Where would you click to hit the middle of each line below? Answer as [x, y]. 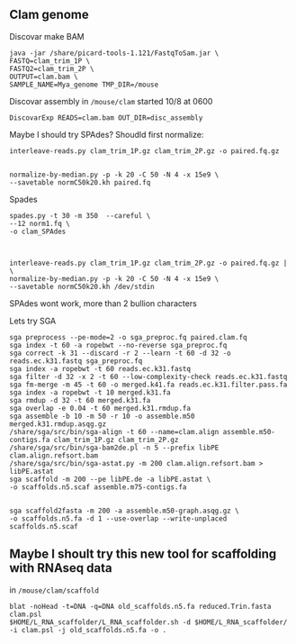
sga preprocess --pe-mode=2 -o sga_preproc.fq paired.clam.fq [128, 337]
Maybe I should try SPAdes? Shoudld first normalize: [107, 134]
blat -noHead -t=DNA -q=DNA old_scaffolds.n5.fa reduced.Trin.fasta [140, 606]
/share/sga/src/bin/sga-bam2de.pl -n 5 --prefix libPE [114, 448]
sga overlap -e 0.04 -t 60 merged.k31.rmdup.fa [100, 408]
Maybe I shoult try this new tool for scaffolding [143, 554]
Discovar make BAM [47, 36]
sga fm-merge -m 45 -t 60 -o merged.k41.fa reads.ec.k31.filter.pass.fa [148, 385]
